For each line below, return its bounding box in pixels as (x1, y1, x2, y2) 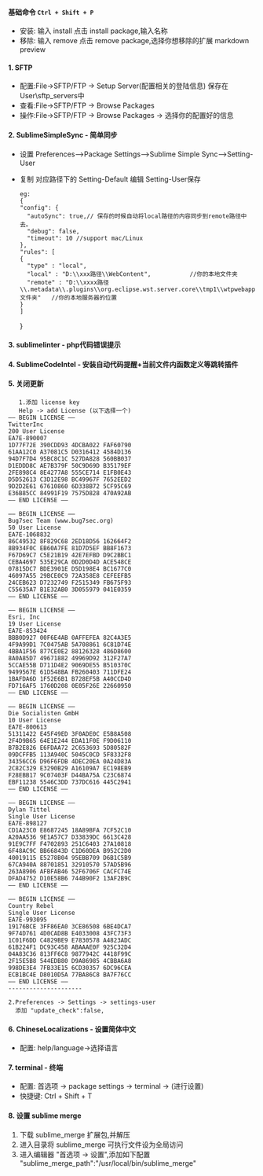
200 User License (8, 428, 65, 435)
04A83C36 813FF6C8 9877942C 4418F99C (8, 950, 132, 958)
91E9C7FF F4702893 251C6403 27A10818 (8, 840, 132, 848)
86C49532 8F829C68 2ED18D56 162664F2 (8, 538, 132, 546)
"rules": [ (19, 248, 56, 255)
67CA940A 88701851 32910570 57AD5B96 (8, 861, 132, 869)
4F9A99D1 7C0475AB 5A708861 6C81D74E (8, 641, 132, 649)
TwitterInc (8, 421, 44, 428)
